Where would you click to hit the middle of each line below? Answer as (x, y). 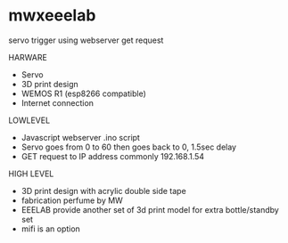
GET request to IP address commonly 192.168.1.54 (113, 156)
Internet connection (58, 102)
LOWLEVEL (29, 120)
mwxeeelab (52, 16)
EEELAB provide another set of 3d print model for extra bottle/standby (150, 209)
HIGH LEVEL (31, 174)
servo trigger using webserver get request (86, 40)
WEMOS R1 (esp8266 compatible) (83, 93)
